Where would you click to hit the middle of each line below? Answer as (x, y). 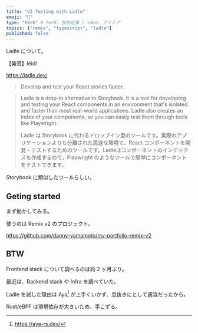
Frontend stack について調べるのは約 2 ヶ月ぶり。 (67, 269)
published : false (27, 34)
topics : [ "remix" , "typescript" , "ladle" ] (59, 28)
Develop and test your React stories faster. (72, 87)
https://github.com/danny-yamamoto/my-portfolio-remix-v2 (79, 235)
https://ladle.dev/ (27, 75)
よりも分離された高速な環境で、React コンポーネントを (118, 143)
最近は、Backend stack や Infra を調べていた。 (63, 281)
